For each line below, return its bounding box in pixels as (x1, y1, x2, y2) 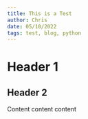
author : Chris (7, 17, 48, 24)
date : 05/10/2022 (7, 23, 57, 30)
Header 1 (7, 59, 58, 75)
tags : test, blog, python (7, 29, 81, 37)
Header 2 (7, 86, 48, 98)
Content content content (7, 105, 77, 113)
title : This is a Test (7, 10, 72, 17)
